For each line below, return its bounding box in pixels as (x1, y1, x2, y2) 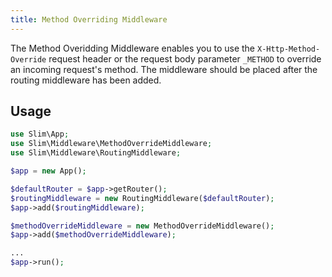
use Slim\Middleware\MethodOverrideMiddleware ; (10, 139, 213, 149)
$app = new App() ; (10, 166, 87, 176)
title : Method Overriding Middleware (10, 14, 168, 25)
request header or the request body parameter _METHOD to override (48, 52, 322, 65)
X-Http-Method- (256, 44, 321, 54)
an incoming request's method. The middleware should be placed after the (10, 63, 318, 75)
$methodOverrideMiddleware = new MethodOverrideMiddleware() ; (10, 221, 275, 231)
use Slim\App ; (10, 129, 70, 140)
